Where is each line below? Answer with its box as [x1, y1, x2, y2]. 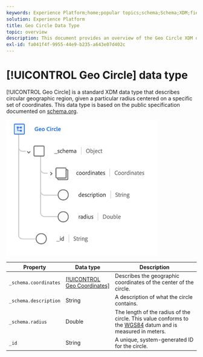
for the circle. [114, 342, 148, 350]
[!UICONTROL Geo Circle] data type [6, 68, 188, 82]
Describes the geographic [114, 272, 180, 280]
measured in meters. [114, 327, 166, 335]
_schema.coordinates [8, 280, 61, 286]
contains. [114, 300, 138, 307]
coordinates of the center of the [114, 278, 195, 286]
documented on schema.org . [6, 108, 79, 115]
